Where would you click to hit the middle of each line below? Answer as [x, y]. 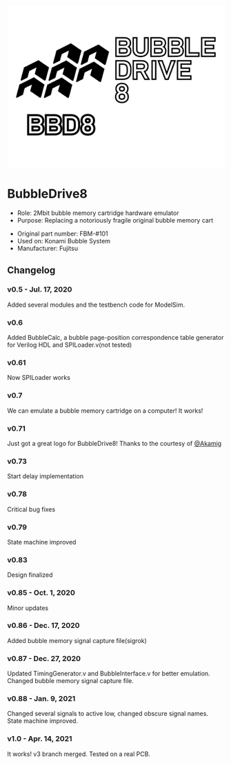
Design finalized [30, 575]
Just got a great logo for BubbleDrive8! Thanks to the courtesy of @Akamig [114, 444]
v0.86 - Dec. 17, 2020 [44, 626]
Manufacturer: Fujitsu [47, 248]
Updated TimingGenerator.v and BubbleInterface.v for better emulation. [109, 673]
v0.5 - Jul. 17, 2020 [40, 289]
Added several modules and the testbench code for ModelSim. [96, 305]
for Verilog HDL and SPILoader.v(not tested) [70, 345]
